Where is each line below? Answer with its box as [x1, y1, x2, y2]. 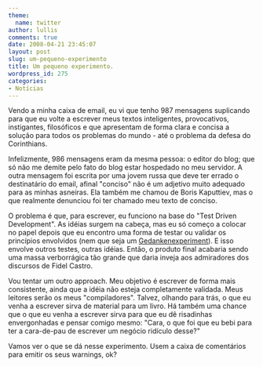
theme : [8, 11, 30, 20]
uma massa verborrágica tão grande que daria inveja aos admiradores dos [8, 253, 250, 263]
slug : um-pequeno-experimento [8, 56, 108, 64]
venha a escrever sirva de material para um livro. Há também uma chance [8, 301, 247, 311]
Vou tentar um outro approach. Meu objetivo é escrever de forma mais [8, 276, 236, 286]
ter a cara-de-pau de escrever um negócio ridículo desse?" [8, 326, 200, 336]
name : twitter [15, 19, 61, 27]
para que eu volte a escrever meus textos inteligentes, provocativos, [8, 114, 229, 124]
